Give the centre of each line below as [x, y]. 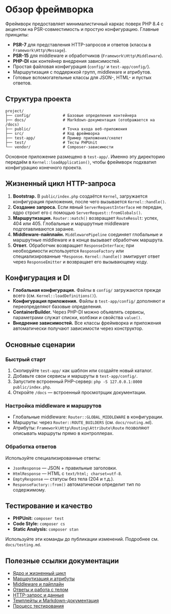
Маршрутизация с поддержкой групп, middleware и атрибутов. [82, 72]
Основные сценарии [40, 345]
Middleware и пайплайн [38, 584]
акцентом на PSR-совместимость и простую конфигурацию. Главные [82, 29]
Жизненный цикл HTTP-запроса [61, 184]
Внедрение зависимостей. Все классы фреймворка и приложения [87, 323]
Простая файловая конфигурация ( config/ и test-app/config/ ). [81, 66]
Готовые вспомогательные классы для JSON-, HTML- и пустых [82, 77]
